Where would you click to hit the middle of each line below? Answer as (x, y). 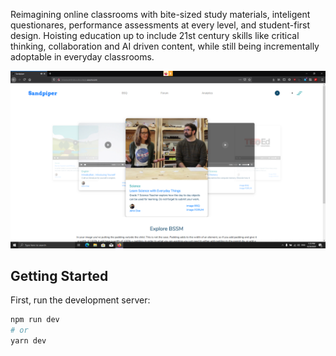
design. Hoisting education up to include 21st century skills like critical (155, 35)
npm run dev (35, 320)
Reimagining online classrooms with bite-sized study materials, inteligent (160, 14)
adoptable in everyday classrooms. (82, 57)
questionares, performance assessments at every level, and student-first (160, 25)
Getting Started (59, 275)
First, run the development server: (80, 300)
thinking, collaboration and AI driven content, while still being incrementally (165, 46)
